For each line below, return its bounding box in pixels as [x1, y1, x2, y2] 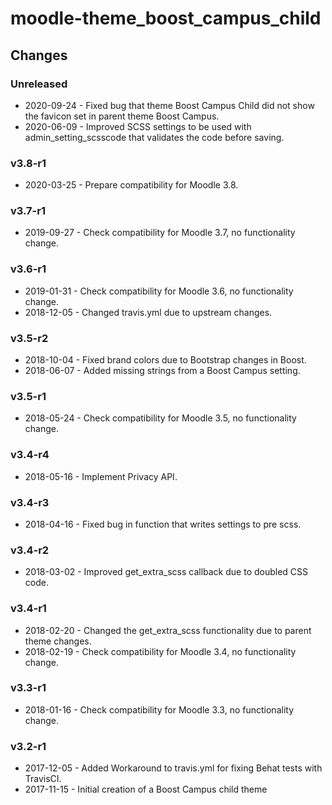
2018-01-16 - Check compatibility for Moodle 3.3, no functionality [24, 703, 295, 716]
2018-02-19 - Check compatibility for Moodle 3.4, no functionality [24, 645, 297, 657]
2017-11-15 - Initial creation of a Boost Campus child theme [24, 783, 268, 796]
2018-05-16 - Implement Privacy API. [24, 470, 178, 482]
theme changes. [24, 635, 92, 647]
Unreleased [10, 77, 68, 91]
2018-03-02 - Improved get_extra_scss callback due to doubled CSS [24, 566, 309, 578]
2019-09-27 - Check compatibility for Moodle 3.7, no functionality [24, 227, 296, 239]
